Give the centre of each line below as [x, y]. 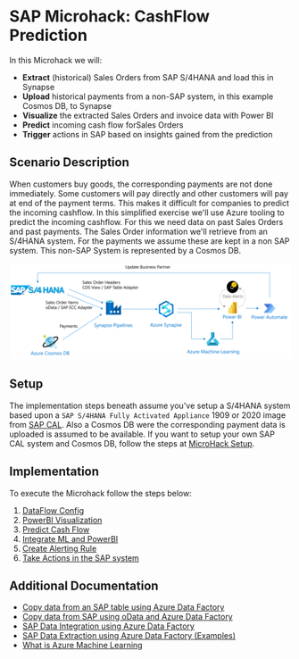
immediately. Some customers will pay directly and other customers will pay [149, 193]
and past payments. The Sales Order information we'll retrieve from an [138, 231]
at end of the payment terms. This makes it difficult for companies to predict [149, 203]
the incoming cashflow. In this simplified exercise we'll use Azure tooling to [147, 213]
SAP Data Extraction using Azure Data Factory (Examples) [129, 636]
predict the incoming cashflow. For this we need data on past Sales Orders [146, 221]
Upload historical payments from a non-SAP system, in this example [148, 96]
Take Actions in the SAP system [81, 558]
